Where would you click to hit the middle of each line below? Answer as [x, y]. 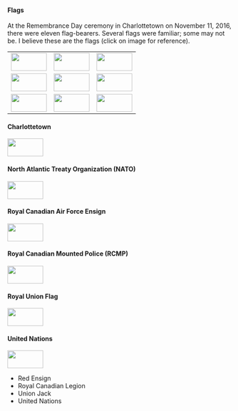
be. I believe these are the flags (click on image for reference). [99, 41]
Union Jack [35, 394]
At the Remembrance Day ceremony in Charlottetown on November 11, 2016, [119, 26]
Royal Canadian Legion [51, 386]
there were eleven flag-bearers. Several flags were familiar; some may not [116, 33]
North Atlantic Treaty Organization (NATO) [72, 169]
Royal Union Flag [33, 296]
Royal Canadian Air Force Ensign [57, 212]
